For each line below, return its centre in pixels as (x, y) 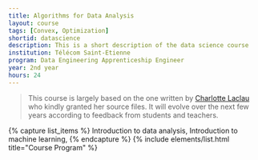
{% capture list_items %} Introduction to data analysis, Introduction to (123, 130)
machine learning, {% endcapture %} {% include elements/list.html (119, 139)
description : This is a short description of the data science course (129, 46)
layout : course (34, 23)
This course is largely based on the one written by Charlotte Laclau (139, 98)
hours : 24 (25, 75)
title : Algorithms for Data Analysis (71, 16)
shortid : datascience (44, 38)
